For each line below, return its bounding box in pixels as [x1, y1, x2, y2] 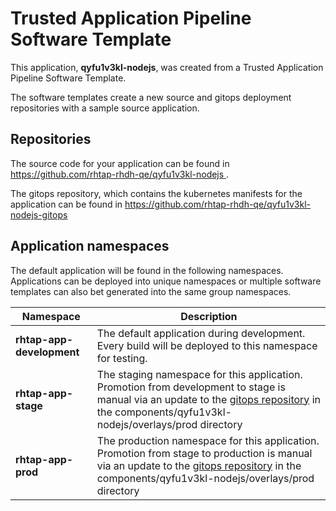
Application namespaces [10, 238, 170, 255]
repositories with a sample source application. [10, 102, 200, 114]
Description [180, 309, 238, 323]
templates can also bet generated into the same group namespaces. [10, 285, 292, 297]
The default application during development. [96, 326, 306, 340]
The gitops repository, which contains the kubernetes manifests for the [10, 187, 303, 199]
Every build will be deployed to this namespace [96, 338, 318, 352]
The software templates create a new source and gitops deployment [10, 91, 292, 103]
